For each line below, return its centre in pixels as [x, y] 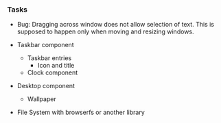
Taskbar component [45, 45]
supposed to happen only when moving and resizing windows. [105, 31]
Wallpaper [42, 99]
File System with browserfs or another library [81, 112]
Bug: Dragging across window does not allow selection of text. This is [116, 25]
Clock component [53, 72]
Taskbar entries [49, 58]
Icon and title [56, 66]
